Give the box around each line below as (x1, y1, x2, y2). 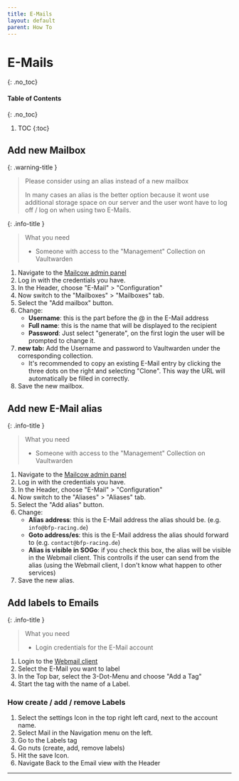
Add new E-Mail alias (7, 403, 102, 415)
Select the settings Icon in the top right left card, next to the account (17, 713, 218, 722)
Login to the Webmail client (17, 657, 98, 665)
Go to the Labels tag (17, 736, 78, 745)
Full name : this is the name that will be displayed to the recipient (28, 322, 217, 330)
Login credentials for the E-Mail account (35, 643, 154, 652)
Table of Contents (7, 94, 62, 102)
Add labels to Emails (7, 597, 100, 609)
